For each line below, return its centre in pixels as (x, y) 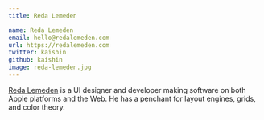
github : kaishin (35, 60)
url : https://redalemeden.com (59, 45)
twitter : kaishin (37, 53)
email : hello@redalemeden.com (59, 38)
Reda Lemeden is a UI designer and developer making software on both (127, 90)
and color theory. (37, 107)
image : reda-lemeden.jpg (50, 68)
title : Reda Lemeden (43, 16)
